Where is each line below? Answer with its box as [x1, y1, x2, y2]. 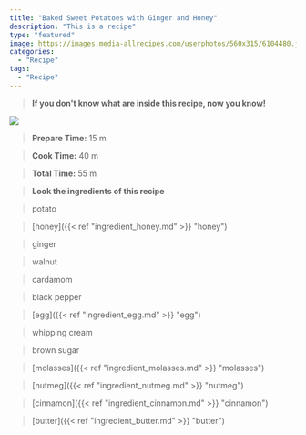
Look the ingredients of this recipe [31, 185, 165, 196]
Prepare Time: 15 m [31, 132, 107, 143]
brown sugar [31, 344, 80, 356]
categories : [9, 47, 55, 57]
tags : [9, 65, 30, 74]
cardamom [31, 274, 73, 285]
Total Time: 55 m [31, 168, 97, 179]
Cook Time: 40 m [31, 150, 98, 161]
